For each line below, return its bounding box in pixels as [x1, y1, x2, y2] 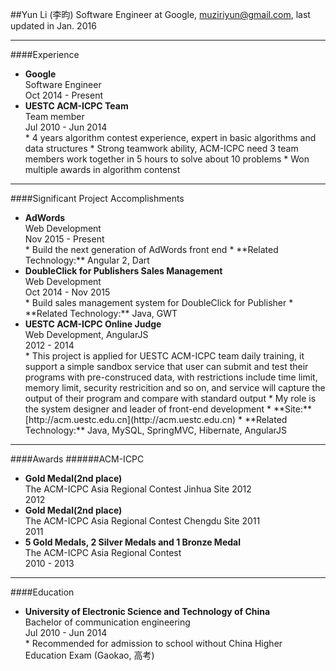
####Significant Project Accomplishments [10, 193, 185, 204]
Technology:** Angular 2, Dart [24, 254, 150, 266]
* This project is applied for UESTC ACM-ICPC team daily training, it [24, 350, 305, 362]
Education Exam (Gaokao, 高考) [24, 649, 155, 661]
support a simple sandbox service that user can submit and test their [24, 361, 309, 372]
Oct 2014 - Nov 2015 [24, 286, 111, 298]
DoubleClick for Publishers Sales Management [24, 265, 223, 277]
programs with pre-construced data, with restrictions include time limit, [24, 371, 318, 383]
